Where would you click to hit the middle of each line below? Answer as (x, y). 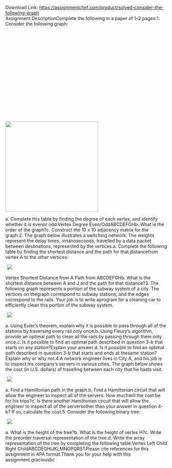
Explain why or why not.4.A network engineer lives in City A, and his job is (84, 358)
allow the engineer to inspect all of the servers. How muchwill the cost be (83, 395)
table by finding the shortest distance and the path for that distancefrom (82, 252)
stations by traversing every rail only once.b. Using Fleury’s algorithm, (79, 331)
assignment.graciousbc (30, 460)
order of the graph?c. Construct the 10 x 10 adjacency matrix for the (77, 230)
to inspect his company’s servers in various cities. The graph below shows (84, 364)
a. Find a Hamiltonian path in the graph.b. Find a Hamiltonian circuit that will (85, 390)
